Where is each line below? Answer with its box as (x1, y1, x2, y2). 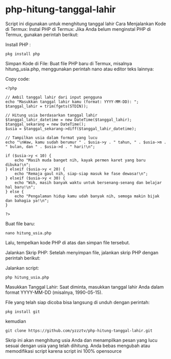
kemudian (5, 318, 27, 324)
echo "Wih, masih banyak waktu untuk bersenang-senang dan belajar (14, 180, 162, 185)
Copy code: (5, 75, 30, 82)
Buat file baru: (5, 220, 35, 226)
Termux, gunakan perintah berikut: (5, 31, 79, 37)
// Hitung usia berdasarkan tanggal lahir (5, 112, 98, 118)
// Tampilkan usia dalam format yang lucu (5, 135, 98, 140)
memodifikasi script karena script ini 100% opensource (5, 348, 122, 354)
